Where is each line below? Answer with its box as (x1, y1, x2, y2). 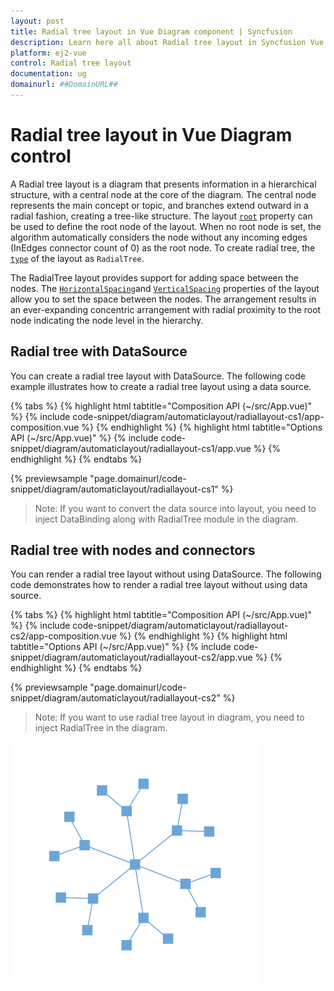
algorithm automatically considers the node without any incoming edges (10, 231, 308, 243)
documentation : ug (10, 69, 87, 79)
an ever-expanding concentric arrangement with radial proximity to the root (10, 303, 322, 315)
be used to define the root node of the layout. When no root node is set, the (10, 220, 322, 232)
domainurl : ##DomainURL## (10, 80, 118, 90)
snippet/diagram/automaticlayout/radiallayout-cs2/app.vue (10, 651, 253, 664)
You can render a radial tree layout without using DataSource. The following (10, 568, 322, 580)
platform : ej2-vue (10, 48, 87, 58)
